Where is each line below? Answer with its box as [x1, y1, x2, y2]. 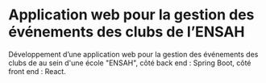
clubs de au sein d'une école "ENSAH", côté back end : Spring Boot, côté [8, 58, 251, 68]
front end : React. [8, 66, 66, 76]
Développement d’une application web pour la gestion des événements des [8, 49, 259, 59]
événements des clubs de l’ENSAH [8, 23, 245, 41]
